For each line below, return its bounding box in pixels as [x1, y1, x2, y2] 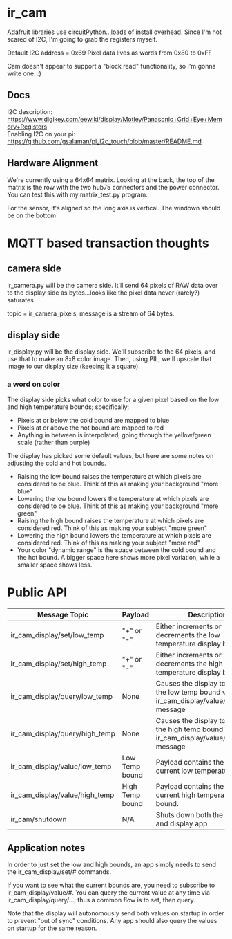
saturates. [7, 295, 36, 304]
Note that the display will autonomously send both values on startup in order [7, 909, 224, 918]
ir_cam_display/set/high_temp [10, 659, 107, 668]
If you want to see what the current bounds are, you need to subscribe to [7, 881, 215, 890]
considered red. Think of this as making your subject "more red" [17, 538, 200, 547]
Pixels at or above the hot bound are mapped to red [17, 423, 164, 432]
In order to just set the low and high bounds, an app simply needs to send [7, 860, 216, 869]
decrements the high [155, 659, 223, 668]
